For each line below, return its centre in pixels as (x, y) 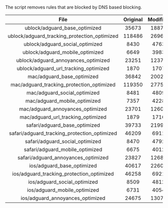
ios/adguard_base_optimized (63, 166)
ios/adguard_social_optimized (63, 182)
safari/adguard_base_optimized (63, 125)
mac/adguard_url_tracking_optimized (63, 117)
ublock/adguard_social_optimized (63, 44)
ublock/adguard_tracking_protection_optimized (63, 36)
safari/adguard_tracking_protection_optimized (63, 133)
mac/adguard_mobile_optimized (63, 101)
